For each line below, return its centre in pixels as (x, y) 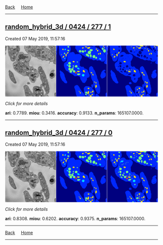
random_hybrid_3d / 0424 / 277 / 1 (58, 27)
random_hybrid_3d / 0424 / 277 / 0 (59, 133)
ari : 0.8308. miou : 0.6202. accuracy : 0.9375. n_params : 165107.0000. (75, 219)
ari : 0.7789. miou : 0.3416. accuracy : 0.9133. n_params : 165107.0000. (74, 113)
